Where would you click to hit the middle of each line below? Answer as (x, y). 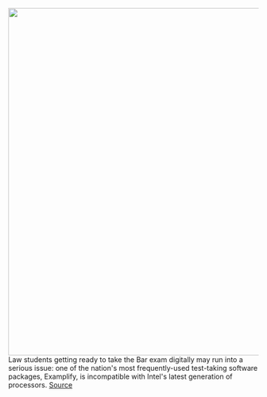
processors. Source (41, 385)
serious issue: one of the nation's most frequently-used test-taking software (133, 368)
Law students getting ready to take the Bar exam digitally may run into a (126, 360)
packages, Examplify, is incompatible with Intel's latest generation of (120, 376)
